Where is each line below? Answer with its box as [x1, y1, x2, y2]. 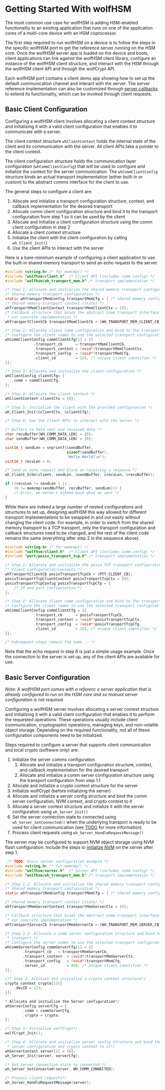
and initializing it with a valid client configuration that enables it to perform [5, 711, 155, 718]
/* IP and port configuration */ [14, 586, 82, 590]
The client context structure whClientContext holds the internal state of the [5, 138, 156, 144]
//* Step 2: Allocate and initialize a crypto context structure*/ [5, 977, 146, 981]
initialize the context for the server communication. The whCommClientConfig [5, 168, 158, 174]
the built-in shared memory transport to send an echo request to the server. [5, 259, 159, 266]
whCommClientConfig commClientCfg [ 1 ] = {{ [5, 337, 93, 342]
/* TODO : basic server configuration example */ [7, 859, 109, 864]
